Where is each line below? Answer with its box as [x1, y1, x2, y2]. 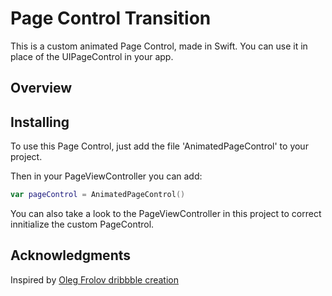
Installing [10, 113, 70, 131]
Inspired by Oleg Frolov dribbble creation [10, 273, 179, 286]
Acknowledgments [10, 247, 132, 264]
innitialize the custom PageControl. [10, 218, 155, 231]
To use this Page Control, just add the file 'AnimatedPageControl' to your [10, 140, 309, 152]
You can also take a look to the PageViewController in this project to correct [10, 208, 322, 220]
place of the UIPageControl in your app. [10, 50, 174, 62]
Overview [10, 80, 73, 97]
